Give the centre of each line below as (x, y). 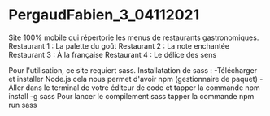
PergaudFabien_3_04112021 (104, 15)
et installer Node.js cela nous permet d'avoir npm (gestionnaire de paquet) (133, 79)
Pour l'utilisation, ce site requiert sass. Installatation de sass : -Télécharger (133, 70)
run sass (23, 105)
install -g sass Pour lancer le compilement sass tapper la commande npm (131, 96)
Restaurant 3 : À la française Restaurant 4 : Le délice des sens (113, 54)
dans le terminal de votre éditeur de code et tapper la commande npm (143, 88)
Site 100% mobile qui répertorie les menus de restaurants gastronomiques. (134, 37)
